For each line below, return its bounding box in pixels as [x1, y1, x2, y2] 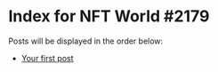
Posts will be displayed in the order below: [8, 36, 164, 46]
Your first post [20, 52, 74, 63]
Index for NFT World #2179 [8, 6, 210, 27]
